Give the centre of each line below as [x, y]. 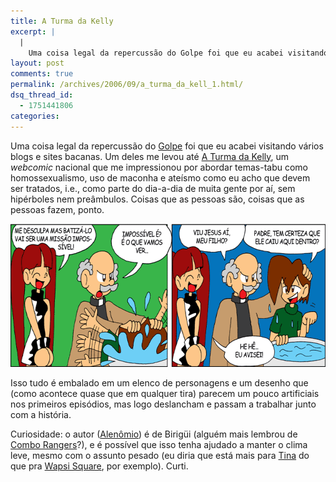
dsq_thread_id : [42, 95]
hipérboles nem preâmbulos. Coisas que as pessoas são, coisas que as [157, 199]
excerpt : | [33, 31]
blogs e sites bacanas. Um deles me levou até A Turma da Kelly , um [150, 156]
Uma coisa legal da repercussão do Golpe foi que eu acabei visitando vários [167, 146]
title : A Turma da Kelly [62, 21]
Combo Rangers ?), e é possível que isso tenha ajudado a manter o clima [159, 444]
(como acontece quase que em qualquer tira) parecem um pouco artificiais [165, 393]
